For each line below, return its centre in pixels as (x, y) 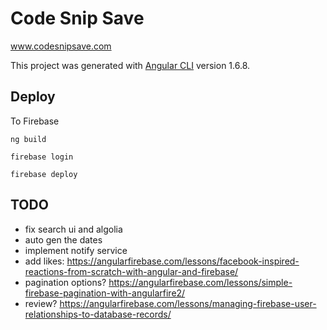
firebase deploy (44, 174)
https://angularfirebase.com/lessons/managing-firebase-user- (188, 303)
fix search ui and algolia (73, 229)
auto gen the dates (63, 239)
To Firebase (35, 121)
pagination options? (65, 282)
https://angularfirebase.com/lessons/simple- (200, 282)
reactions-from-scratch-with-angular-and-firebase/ (131, 271)
